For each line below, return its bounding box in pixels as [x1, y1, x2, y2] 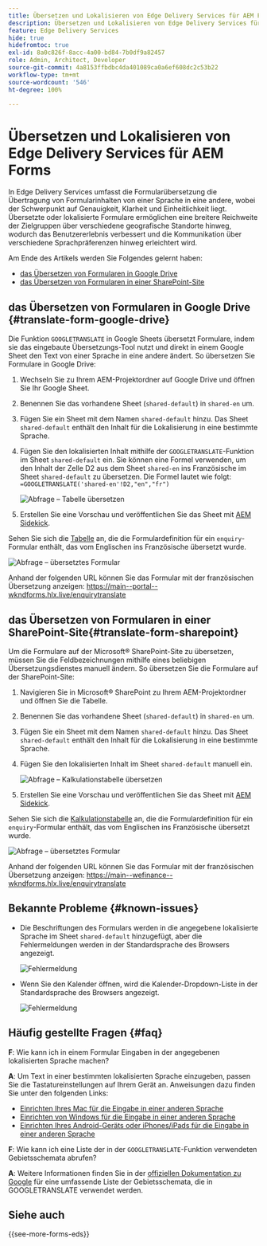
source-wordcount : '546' [8, 78, 91, 86]
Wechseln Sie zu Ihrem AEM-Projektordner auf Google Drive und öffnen [19, 375, 256, 385]
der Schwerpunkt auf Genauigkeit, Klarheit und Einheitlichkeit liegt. [8, 204, 227, 214]
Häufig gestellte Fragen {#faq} [8, 1026, 163, 1040]
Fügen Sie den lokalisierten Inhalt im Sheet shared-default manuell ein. [19, 758, 253, 769]
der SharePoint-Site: [8, 672, 75, 681]
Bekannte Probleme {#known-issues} [8, 902, 199, 915]
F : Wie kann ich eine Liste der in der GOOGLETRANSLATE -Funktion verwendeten [8, 1144, 257, 1154]
